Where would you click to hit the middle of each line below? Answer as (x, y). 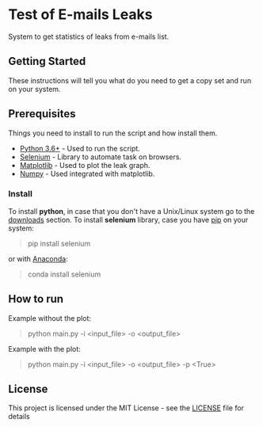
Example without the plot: (50, 318)
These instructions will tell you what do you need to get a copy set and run (130, 80)
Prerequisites (42, 114)
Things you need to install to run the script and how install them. (113, 133)
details (19, 417)
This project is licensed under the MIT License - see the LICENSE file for (126, 408)
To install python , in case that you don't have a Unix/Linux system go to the (131, 211)
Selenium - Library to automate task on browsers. (101, 157)
